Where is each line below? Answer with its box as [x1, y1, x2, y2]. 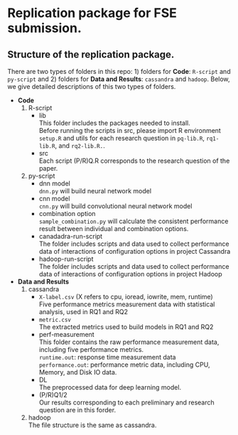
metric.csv [38, 316, 71, 323]
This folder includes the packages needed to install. [38, 119, 190, 127]
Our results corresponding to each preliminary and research [38, 398, 215, 407]
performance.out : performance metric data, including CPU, [38, 360, 211, 369]
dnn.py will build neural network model [38, 187, 151, 195]
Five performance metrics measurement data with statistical [38, 300, 215, 308]
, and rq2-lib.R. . [55, 141, 105, 150]
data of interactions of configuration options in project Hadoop [38, 270, 222, 278]
